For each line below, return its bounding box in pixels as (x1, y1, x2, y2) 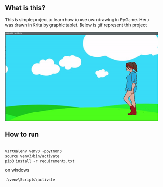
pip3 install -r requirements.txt (5, 158, 75, 164)
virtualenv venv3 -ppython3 (5, 149, 62, 154)
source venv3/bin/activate (5, 153, 60, 159)
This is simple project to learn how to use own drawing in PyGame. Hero (5, 17, 149, 22)
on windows (5, 167, 30, 173)
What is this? (5, 4, 46, 12)
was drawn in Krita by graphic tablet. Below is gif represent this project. (5, 22, 148, 28)
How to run (5, 131, 39, 139)
